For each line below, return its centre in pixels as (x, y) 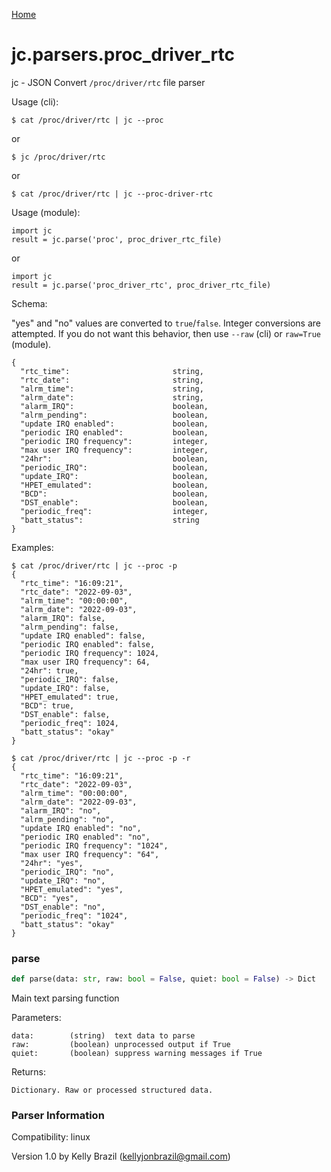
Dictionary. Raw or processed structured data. (112, 1090)
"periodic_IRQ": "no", (67, 872)
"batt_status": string (110, 520)
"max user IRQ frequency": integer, (114, 450)
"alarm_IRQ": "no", (61, 810)
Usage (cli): (35, 101)
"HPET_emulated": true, (69, 697)
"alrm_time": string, (112, 389)
